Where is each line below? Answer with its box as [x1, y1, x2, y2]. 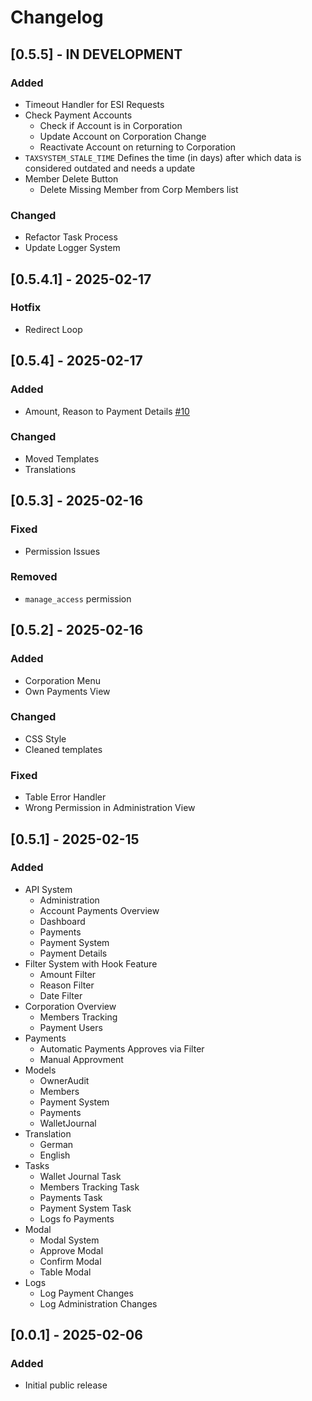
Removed [10, 570, 58, 584]
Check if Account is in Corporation [39, 119, 183, 131]
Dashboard [39, 915, 86, 927]
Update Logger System [24, 242, 121, 254]
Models [24, 1064, 57, 1076]
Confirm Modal [39, 1255, 102, 1267]
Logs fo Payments [39, 1212, 115, 1225]
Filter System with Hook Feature [24, 957, 158, 970]
